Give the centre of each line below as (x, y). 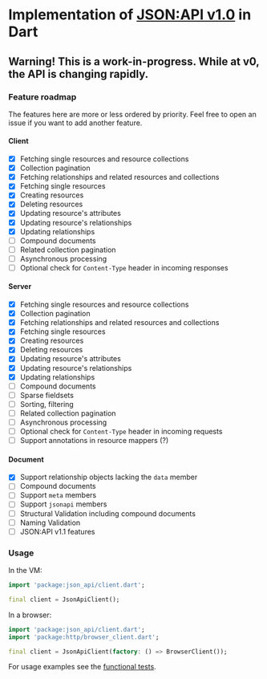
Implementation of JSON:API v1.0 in (130, 15)
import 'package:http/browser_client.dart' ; (84, 637)
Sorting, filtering (47, 404)
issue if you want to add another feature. (75, 123)
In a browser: (30, 615)
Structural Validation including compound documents (108, 513)
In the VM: (25, 571)
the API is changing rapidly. (79, 74)
